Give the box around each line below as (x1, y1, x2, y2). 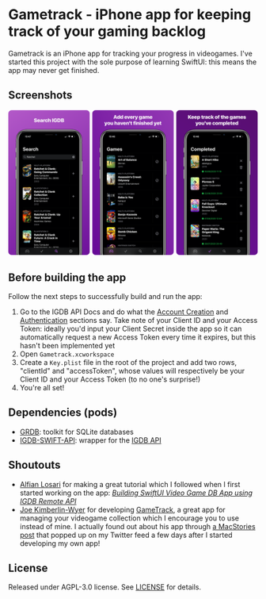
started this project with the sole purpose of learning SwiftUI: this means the (8, 57, 257, 67)
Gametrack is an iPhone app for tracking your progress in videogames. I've (8, 48, 253, 58)
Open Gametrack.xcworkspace (19, 349, 115, 359)
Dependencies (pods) (8, 406, 117, 420)
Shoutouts (8, 459, 61, 472)
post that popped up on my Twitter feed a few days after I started (19, 530, 233, 539)
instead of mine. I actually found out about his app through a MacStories (19, 521, 256, 531)
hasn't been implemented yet (19, 340, 116, 350)
